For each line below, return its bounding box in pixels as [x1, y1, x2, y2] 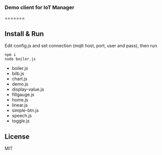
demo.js [11, 81, 29, 87]
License [4, 132, 30, 141]
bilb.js [11, 71, 24, 77]
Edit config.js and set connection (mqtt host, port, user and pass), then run [4, 43, 157, 49]
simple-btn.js [11, 107, 39, 113]
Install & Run [4, 29, 44, 38]
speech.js [11, 113, 32, 119]
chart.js [11, 76, 28, 82]
